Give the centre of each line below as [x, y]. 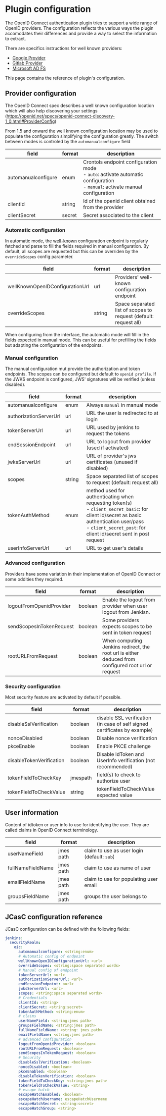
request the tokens [108, 433]
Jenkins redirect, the [126, 646]
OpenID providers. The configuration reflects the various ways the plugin [79, 28]
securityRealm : [25, 943]
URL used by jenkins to [113, 427]
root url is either [121, 653]
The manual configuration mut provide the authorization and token [73, 369]
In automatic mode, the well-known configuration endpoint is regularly [77, 241]
